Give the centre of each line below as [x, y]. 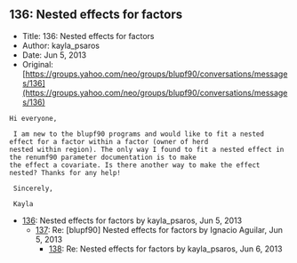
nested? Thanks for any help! [65, 172]
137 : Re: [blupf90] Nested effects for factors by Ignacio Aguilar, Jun [159, 229]
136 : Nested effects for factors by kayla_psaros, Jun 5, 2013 [132, 220]
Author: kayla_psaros [61, 45]
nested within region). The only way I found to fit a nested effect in [147, 149]
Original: [37, 64]
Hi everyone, [33, 118]
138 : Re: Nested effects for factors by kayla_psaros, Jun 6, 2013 [165, 249]
